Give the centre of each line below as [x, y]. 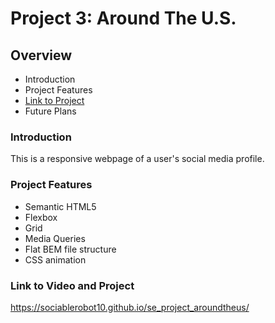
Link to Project [54, 100]
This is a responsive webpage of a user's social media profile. [137, 159]
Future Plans [50, 111]
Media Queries [55, 238]
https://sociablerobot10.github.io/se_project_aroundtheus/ [130, 307]
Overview [41, 55]
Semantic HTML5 [60, 206]
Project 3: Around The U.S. [123, 18]
